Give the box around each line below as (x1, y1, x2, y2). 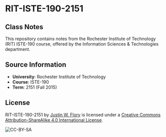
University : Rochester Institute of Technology (12, 74, 106, 80)
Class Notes (5, 23, 44, 31)
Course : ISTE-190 (12, 79, 50, 85)
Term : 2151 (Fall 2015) (12, 84, 57, 90)
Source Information (5, 60, 66, 69)
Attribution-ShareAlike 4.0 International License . (5, 117, 103, 123)
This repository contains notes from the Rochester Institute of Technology (5, 36, 156, 42)
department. (5, 46, 31, 52)
